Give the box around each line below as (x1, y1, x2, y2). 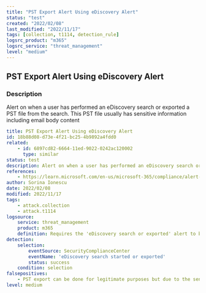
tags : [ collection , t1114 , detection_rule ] (6, 32, 120, 38)
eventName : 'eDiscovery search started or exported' (28, 253, 166, 260)
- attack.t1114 (17, 208, 56, 214)
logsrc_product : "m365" (6, 37, 67, 43)
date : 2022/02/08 (6, 185, 51, 191)
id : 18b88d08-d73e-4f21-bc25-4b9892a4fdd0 (6, 134, 116, 141)
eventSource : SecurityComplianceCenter (28, 248, 131, 254)
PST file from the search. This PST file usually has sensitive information (6, 110, 187, 117)
